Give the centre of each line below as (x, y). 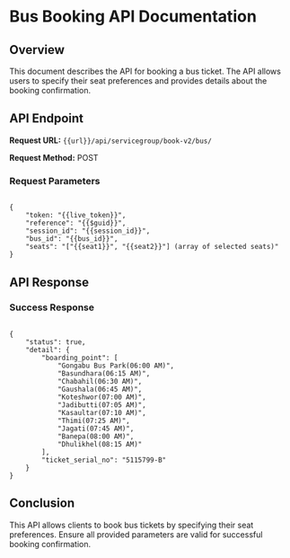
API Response (49, 282)
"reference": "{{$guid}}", (76, 223)
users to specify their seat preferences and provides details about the (138, 81)
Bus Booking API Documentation (133, 17)
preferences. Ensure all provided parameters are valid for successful (136, 534)
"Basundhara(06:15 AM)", (104, 373)
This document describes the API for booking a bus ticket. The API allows (145, 71)
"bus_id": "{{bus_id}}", (72, 239)
